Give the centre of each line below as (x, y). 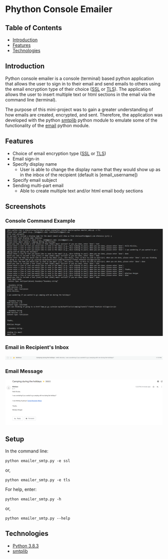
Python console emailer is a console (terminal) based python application (79, 78)
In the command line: (27, 451)
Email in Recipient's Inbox (37, 347)
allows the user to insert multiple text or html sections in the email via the (80, 94)
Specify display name (35, 164)
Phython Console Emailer (59, 9)
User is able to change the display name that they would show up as (90, 169)
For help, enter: (21, 489)
